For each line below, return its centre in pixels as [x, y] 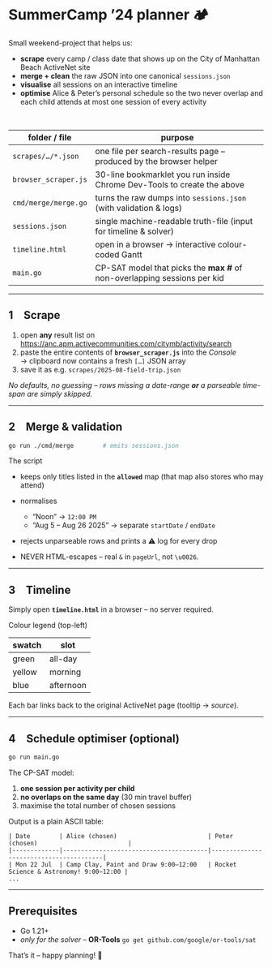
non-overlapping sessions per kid [159, 277]
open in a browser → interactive [155, 244]
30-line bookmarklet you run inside [163, 174]
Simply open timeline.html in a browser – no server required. [111, 609]
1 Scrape [34, 315]
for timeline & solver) [134, 231]
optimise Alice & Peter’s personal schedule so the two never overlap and [141, 92]
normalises [38, 501]
